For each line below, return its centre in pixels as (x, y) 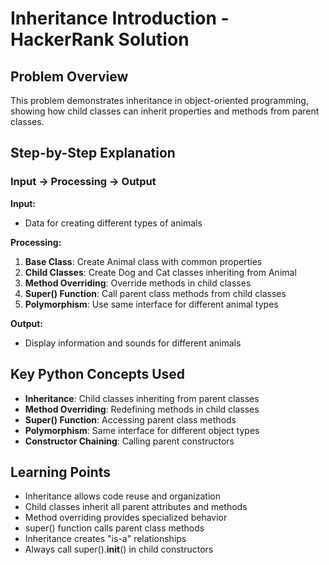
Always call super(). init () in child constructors (119, 549)
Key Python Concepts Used (98, 374)
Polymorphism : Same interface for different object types (142, 430)
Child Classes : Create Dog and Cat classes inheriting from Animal (160, 272)
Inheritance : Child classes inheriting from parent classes (142, 398)
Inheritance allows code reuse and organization (122, 496)
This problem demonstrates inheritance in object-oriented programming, (159, 100)
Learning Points (60, 472)
